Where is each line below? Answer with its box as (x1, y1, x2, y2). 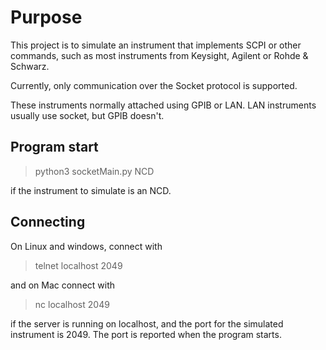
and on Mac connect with (10, 279, 116, 291)
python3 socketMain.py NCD (34, 165, 155, 177)
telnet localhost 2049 (34, 259, 123, 271)
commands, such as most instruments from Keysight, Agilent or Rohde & (10, 49, 309, 61)
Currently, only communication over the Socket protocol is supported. (10, 79, 298, 91)
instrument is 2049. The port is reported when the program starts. (10, 328, 282, 340)
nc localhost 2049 (34, 298, 110, 310)
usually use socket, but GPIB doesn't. (10, 109, 165, 121)
